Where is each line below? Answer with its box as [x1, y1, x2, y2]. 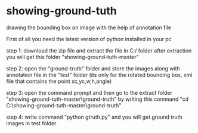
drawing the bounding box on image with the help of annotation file [6, 24, 172, 31]
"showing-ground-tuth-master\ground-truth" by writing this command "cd [6, 95, 189, 103]
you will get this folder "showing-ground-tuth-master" [6, 53, 139, 60]
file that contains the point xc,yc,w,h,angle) [6, 78, 112, 85]
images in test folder [6, 119, 57, 126]
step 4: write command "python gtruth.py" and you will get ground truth [6, 113, 183, 120]
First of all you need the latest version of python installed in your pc [6, 35, 172, 42]
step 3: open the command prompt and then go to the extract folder [6, 89, 173, 96]
